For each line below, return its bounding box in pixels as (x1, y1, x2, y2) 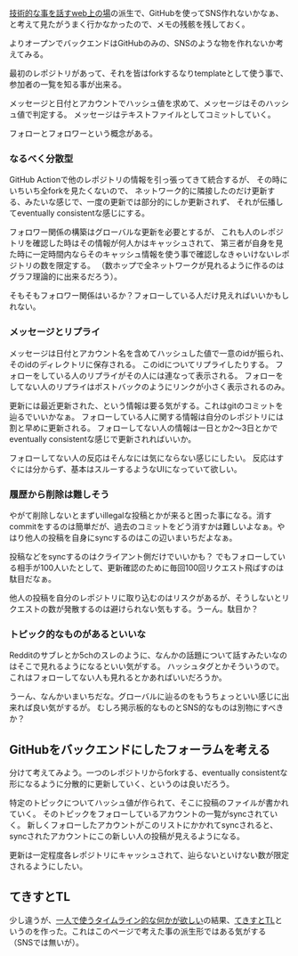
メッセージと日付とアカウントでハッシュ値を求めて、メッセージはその (9, 98, 266, 109)
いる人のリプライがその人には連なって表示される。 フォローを (55, 370, 284, 380)
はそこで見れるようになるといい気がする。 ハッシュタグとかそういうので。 (9, 661, 285, 672)
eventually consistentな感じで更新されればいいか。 (9, 433, 197, 444)
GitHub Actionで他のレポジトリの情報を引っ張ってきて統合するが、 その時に (9, 175, 288, 185)
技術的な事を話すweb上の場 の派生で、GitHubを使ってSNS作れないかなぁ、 (9, 8, 284, 18)
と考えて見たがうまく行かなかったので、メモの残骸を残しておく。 (9, 19, 250, 29)
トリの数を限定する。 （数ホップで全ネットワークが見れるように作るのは (16, 260, 285, 271)
